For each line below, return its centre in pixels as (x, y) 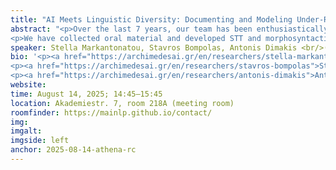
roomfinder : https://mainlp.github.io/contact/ (111, 112)
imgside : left (40, 141)
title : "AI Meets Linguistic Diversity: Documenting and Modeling (151, 19)
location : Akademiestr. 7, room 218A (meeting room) (122, 103)
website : (28, 85)
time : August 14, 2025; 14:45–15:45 (86, 94)
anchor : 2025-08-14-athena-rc (73, 150)
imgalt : (26, 131)
